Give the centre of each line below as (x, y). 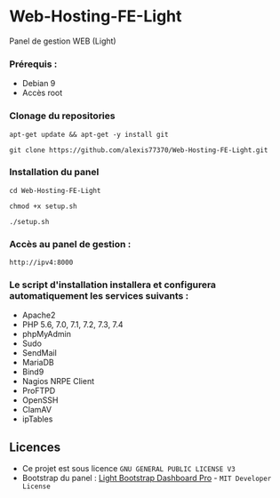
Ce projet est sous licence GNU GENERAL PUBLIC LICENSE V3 (128, 469)
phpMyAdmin (47, 334)
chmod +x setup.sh (43, 206)
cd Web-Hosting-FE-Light (55, 190)
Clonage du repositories (62, 116)
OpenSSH (40, 400)
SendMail (40, 353)
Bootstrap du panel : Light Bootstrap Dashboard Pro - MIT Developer (147, 478)
